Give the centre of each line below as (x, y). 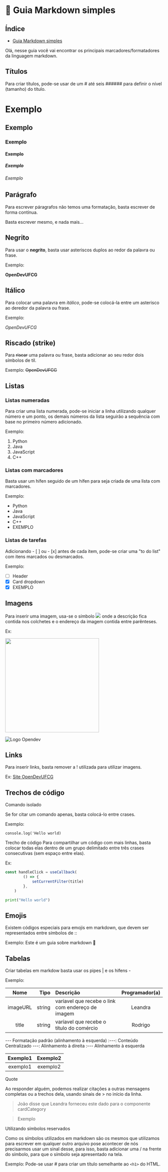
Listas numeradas (27, 400)
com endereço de (76, 1007)
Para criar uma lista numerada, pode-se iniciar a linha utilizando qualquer (80, 411)
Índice (15, 29)
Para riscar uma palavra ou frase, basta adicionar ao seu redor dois (74, 355)
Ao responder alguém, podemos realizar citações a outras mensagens (77, 1089)
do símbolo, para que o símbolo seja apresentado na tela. (64, 1154)
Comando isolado (23, 805)
